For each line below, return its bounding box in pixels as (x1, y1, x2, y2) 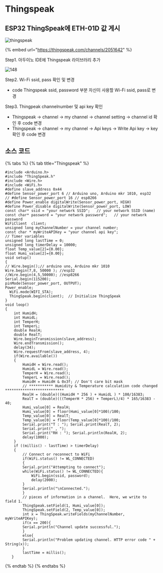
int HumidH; (14, 311, 38, 316)
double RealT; (14, 332, 42, 337)
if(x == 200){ (22, 520, 51, 525)
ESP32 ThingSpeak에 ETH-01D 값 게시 (5, 24, 120, 32)
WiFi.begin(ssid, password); (31, 473, 91, 478)
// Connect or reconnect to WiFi (22, 452, 91, 457)
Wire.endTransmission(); (14, 340, 64, 345)
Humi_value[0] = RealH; (22, 404, 71, 410)
